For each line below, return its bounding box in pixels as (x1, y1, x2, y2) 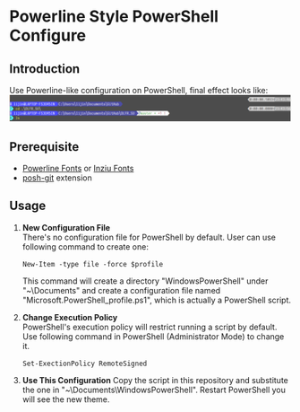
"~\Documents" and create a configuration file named (21, 285, 221, 295)
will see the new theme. (21, 393, 110, 405)
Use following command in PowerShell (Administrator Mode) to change (21, 330, 285, 342)
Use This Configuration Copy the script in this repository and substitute (21, 374, 288, 385)
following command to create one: (21, 241, 150, 252)
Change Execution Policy (21, 311, 118, 322)
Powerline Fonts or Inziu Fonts (21, 163, 134, 174)
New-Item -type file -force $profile (21, 259, 164, 268)
